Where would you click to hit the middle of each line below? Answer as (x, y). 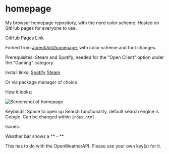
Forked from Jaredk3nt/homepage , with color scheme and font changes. (81, 47)
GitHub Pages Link (24, 38)
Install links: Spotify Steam (33, 72)
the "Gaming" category (29, 62)
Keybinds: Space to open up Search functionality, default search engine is (82, 111)
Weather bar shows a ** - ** (35, 136)
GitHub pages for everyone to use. (41, 28)
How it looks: (19, 92)
